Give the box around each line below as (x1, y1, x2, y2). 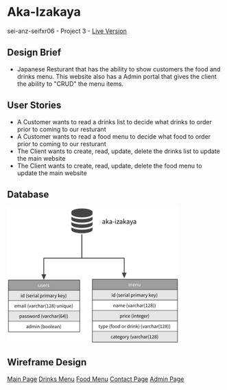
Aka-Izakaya (7, 4, 81, 20)
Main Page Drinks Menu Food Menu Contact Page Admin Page (7, 375, 184, 383)
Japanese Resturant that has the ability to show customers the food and (16, 65, 221, 73)
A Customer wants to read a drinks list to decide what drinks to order (16, 117, 213, 126)
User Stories (7, 100, 62, 111)
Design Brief (7, 47, 62, 58)
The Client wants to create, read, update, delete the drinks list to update (16, 147, 221, 155)
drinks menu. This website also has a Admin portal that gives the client (16, 72, 217, 80)
